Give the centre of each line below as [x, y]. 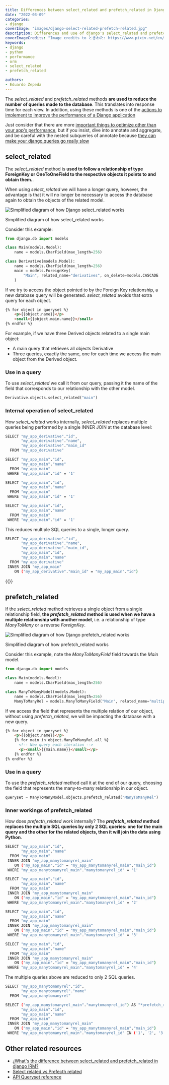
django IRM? [25, 1066]
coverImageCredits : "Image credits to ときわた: [56, 38]
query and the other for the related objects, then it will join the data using [83, 832]
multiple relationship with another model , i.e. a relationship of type [75, 620]
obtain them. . [20, 179]
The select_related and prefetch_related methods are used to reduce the [81, 99]
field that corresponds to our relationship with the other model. [70, 389]
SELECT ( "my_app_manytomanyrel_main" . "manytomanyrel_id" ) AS [71, 1005]
